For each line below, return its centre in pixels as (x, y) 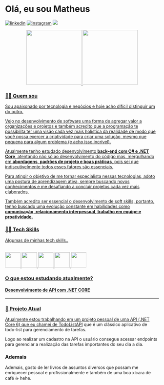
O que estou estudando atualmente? (49, 278)
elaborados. (17, 192)
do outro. (14, 112)
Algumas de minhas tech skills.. (37, 240)
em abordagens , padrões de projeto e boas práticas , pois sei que (72, 162)
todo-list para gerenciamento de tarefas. (46, 329)
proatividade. (19, 217)
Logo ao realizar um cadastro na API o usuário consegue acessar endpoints (81, 339)
